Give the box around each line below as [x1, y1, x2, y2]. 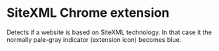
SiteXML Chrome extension [6, 5, 170, 21]
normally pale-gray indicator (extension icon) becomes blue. [6, 35, 182, 43]
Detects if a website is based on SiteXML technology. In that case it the [6, 28, 212, 36]
